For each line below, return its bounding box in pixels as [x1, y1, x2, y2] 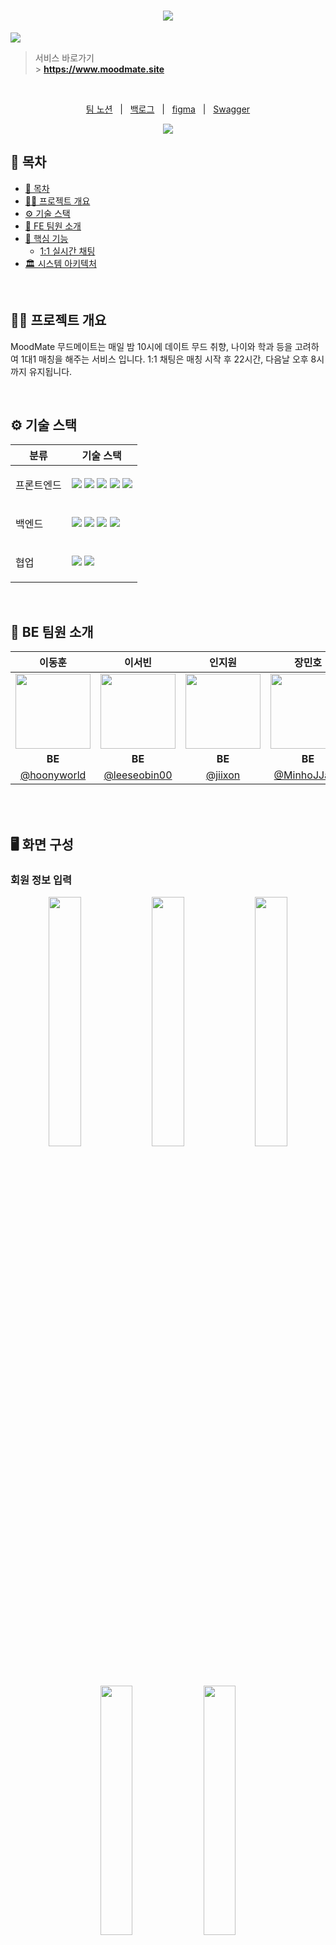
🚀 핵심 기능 [24, 232, 69, 244]
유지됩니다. [28, 365, 73, 377]
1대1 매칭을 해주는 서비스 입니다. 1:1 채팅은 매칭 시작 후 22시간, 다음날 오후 [20, 353, 309, 365]
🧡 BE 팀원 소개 [10, 623, 94, 640]
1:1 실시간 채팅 [39, 245, 96, 257]
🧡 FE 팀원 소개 [24, 220, 82, 232]
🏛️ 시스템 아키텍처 [24, 257, 97, 269]
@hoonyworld [19, 768, 87, 782]
